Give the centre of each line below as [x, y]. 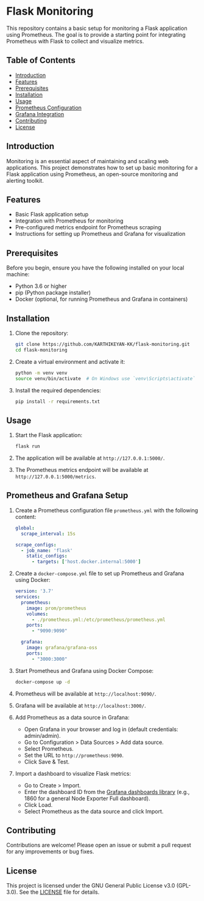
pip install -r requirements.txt [58, 402]
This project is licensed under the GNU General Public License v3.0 [91, 886]
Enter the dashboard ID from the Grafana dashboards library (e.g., [107, 792]
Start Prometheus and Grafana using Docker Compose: [84, 671]
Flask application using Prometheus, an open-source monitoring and [92, 174]
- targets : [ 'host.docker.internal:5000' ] [86, 562]
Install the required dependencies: [58, 390]
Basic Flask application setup [52, 215]
